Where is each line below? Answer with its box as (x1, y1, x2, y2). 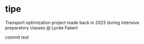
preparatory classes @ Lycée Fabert (5, 24, 78, 30)
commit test (5, 34, 29, 40)
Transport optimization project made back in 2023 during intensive (5, 20, 140, 25)
